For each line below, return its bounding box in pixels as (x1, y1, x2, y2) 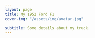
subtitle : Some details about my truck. (5, 25, 91, 30)
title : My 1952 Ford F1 (5, 12, 55, 17)
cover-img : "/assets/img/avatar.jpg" (5, 16, 84, 21)
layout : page (5, 7, 32, 12)
